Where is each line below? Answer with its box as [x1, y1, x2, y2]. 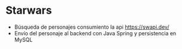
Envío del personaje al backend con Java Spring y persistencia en [14, 29, 177, 36]
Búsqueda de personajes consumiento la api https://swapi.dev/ [14, 23, 169, 30]
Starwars [5, 4, 52, 17]
